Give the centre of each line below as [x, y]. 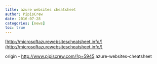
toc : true [15, 28]
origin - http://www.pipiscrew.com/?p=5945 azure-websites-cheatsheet [78, 56]
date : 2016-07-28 [23, 19]
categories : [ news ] [25, 23]
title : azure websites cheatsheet [41, 10]
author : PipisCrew [24, 14]
